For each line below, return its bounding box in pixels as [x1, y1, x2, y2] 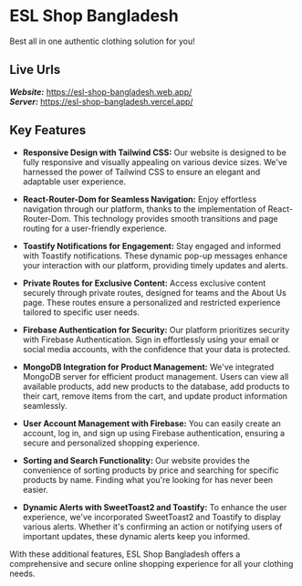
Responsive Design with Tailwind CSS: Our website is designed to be [22, 147, 287, 158]
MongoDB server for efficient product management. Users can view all [22, 371, 289, 382]
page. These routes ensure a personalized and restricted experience [22, 297, 281, 308]
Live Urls [9, 62, 61, 78]
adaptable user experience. [22, 175, 126, 187]
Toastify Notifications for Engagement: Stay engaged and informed [22, 240, 281, 251]
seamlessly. [22, 400, 68, 411]
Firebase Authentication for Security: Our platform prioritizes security [22, 324, 290, 335]
